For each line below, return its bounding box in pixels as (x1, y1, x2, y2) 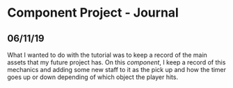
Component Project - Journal (7, 5, 179, 21)
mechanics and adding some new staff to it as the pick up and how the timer (7, 66, 227, 73)
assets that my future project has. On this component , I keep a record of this (7, 58, 226, 67)
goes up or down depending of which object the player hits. (7, 73, 179, 81)
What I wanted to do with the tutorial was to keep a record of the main (7, 51, 207, 59)
